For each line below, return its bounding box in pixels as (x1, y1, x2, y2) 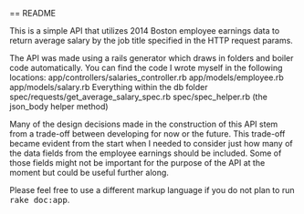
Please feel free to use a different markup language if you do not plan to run (9, 185, 295, 195)
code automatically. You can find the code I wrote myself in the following (9, 63, 283, 73)
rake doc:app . (9, 195, 70, 205)
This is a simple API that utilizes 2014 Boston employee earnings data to (9, 25, 280, 36)
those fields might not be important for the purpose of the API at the (9, 158, 266, 168)
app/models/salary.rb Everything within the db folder (9, 82, 208, 92)
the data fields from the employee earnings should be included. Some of (9, 148, 282, 158)
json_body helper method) (9, 101, 109, 112)
